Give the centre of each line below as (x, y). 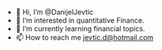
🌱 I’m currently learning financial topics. (80, 29)
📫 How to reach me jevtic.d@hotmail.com (85, 37)
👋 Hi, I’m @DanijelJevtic (55, 12)
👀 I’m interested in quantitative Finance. (80, 20)
